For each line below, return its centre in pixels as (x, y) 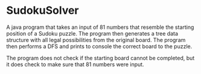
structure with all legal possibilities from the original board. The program (96, 40)
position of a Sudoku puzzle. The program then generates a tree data (92, 33)
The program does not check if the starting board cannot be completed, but (101, 58)
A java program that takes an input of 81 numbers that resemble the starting (100, 27)
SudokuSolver (43, 11)
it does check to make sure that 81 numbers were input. (75, 64)
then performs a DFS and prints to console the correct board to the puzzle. (99, 46)
